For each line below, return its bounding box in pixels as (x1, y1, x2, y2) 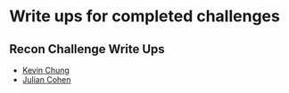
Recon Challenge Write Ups (9, 42, 165, 57)
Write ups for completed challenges (9, 6, 281, 27)
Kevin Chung (21, 65, 70, 75)
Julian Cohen (21, 74, 71, 85)
